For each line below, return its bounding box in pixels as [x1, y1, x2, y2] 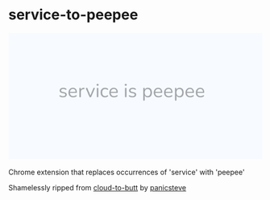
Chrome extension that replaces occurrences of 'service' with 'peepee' [8, 167, 245, 177]
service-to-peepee [8, 6, 139, 24]
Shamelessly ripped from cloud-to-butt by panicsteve [8, 182, 187, 192]
